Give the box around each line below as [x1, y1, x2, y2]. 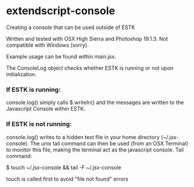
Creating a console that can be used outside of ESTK [6, 24, 135, 31]
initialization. [6, 70, 37, 78]
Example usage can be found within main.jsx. [6, 53, 117, 60]
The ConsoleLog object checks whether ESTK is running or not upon [6, 64, 174, 72]
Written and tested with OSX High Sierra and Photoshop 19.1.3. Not [6, 35, 169, 42]
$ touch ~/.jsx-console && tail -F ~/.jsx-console [6, 164, 121, 171]
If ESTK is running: [6, 85, 61, 93]
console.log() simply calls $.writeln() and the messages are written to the [6, 99, 185, 106]
